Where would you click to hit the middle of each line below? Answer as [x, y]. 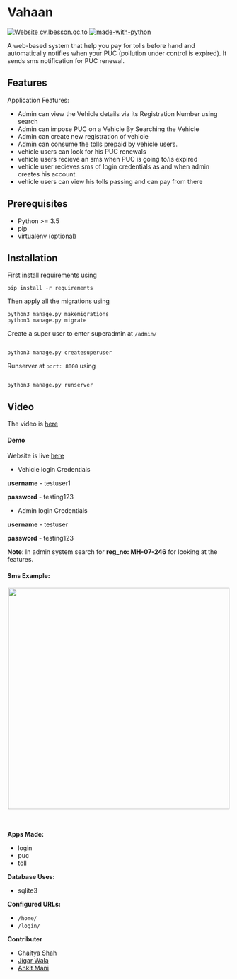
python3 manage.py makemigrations [58, 315]
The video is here [33, 424]
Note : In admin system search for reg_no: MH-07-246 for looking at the [112, 552]
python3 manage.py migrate [47, 321]
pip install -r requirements [50, 288]
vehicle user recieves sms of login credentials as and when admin [114, 166]
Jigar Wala [33, 960]
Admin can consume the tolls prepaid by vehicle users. [98, 144]
